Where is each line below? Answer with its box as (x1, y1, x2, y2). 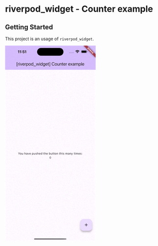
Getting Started (5, 23, 53, 31)
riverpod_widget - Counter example (5, 3, 153, 15)
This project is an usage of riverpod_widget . (5, 36, 94, 42)
